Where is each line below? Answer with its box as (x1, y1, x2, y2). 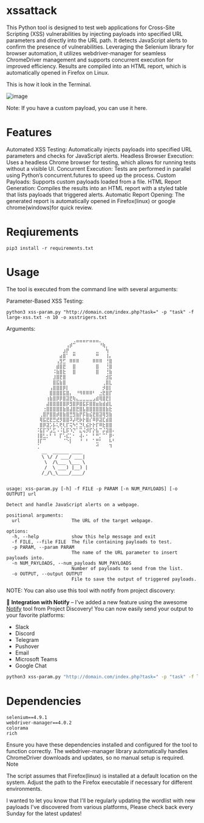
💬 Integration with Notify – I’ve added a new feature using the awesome (6, 598, 188, 605)
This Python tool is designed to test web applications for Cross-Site (6, 24, 175, 31)
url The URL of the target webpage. (12, 517, 154, 523)
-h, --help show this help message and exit (12, 533, 156, 540)
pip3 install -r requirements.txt (6, 245, 94, 251)
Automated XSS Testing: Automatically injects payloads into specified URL (6, 145, 192, 153)
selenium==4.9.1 (6, 714, 47, 720)
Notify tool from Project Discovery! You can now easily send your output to (6, 605, 194, 612)
